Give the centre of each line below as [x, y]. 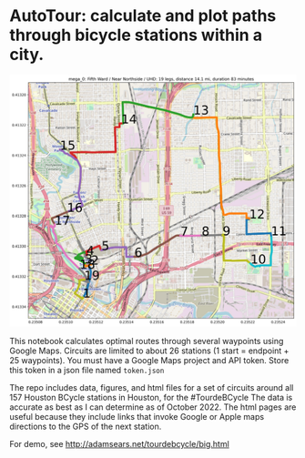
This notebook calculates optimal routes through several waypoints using [147, 341]
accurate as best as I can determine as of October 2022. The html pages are [153, 407]
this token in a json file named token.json [87, 371]
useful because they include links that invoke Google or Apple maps [137, 417]
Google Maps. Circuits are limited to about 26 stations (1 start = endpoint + [149, 351]
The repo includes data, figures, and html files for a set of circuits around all [152, 388]
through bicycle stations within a [136, 35]
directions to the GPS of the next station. [86, 427]
